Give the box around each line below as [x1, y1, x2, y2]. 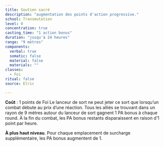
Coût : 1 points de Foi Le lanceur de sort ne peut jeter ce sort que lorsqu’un [5, 99, 159, 105]
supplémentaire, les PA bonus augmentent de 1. [5, 135, 103, 141]
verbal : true [9, 49, 37, 54]
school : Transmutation [5, 16, 52, 21]
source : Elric [5, 81, 35, 86]
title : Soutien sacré [5, 7, 50, 12]
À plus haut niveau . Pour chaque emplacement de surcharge [5, 130, 131, 136]
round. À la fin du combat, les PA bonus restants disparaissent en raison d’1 [5, 115, 160, 121]
